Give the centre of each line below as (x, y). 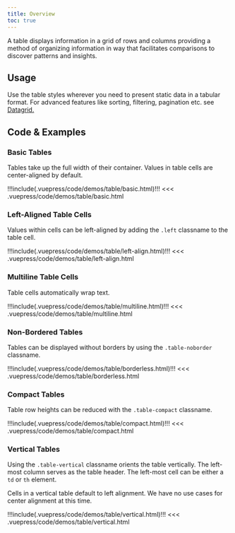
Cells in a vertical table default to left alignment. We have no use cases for (115, 493)
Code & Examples (47, 132)
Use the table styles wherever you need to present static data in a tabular (114, 95)
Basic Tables (30, 152)
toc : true (22, 20)
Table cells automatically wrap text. (59, 292)
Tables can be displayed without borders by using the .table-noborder (110, 347)
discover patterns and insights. (52, 55)
